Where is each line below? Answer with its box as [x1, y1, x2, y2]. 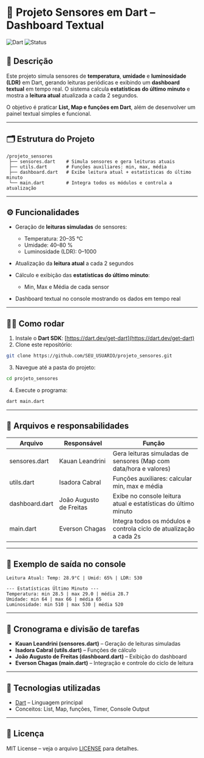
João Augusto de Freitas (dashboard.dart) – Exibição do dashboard [15, 653, 187, 660]
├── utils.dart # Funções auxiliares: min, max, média [8, 164, 167, 170]
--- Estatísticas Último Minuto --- [6, 586, 99, 592]
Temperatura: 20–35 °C [24, 235, 83, 243]
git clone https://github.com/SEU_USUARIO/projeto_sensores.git [6, 353, 172, 359]
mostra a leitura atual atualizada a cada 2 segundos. [6, 91, 138, 99]
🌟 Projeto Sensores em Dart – [6, 5, 156, 19]
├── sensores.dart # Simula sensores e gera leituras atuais [8, 158, 175, 165]
